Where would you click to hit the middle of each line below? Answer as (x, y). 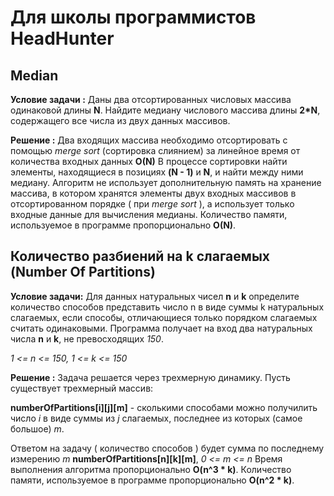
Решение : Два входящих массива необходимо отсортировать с (149, 140)
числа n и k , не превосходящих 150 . (87, 338)
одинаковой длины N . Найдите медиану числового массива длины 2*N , (165, 110)
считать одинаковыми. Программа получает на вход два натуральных (161, 328)
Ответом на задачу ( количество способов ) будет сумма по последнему (167, 448)
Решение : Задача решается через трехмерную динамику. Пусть (150, 377)
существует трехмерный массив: (82, 388)
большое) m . (37, 428)
